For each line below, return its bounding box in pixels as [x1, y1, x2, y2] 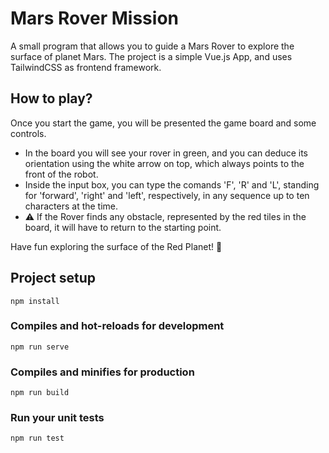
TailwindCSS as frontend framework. [10, 61, 162, 73]
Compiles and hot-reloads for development [10, 319, 225, 333]
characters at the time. [24, 200, 119, 212]
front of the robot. [24, 168, 99, 180]
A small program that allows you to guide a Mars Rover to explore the [10, 40, 295, 52]
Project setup [10, 270, 97, 287]
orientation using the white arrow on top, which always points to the [24, 157, 305, 169]
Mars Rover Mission [10, 7, 179, 30]
